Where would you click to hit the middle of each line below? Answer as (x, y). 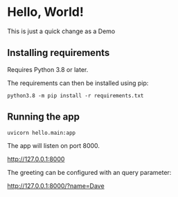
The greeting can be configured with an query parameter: (89, 172)
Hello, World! (46, 12)
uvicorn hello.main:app (42, 133)
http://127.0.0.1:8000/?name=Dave (56, 186)
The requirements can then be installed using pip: (78, 83)
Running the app (43, 117)
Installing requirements (59, 53)
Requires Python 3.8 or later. (48, 69)
